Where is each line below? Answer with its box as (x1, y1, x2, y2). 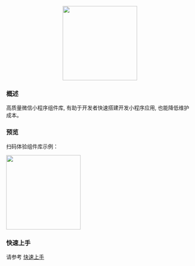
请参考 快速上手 (6, 253, 45, 260)
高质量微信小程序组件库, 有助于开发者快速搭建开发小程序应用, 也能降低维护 (6, 104, 189, 111)
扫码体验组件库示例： (6, 143, 58, 150)
